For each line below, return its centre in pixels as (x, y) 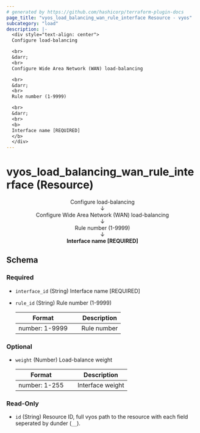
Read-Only (23, 403)
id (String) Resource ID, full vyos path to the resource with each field (102, 417)
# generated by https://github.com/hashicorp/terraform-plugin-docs (95, 12)
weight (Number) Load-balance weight (64, 360)
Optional (19, 346)
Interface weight (101, 385)
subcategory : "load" (33, 23)
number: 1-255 (41, 385)
